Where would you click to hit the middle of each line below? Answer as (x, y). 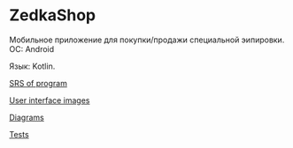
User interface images (50, 100)
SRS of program (39, 83)
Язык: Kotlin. (32, 66)
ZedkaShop (53, 15)
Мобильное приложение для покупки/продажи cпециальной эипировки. (147, 40)
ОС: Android (32, 48)
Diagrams (27, 117)
